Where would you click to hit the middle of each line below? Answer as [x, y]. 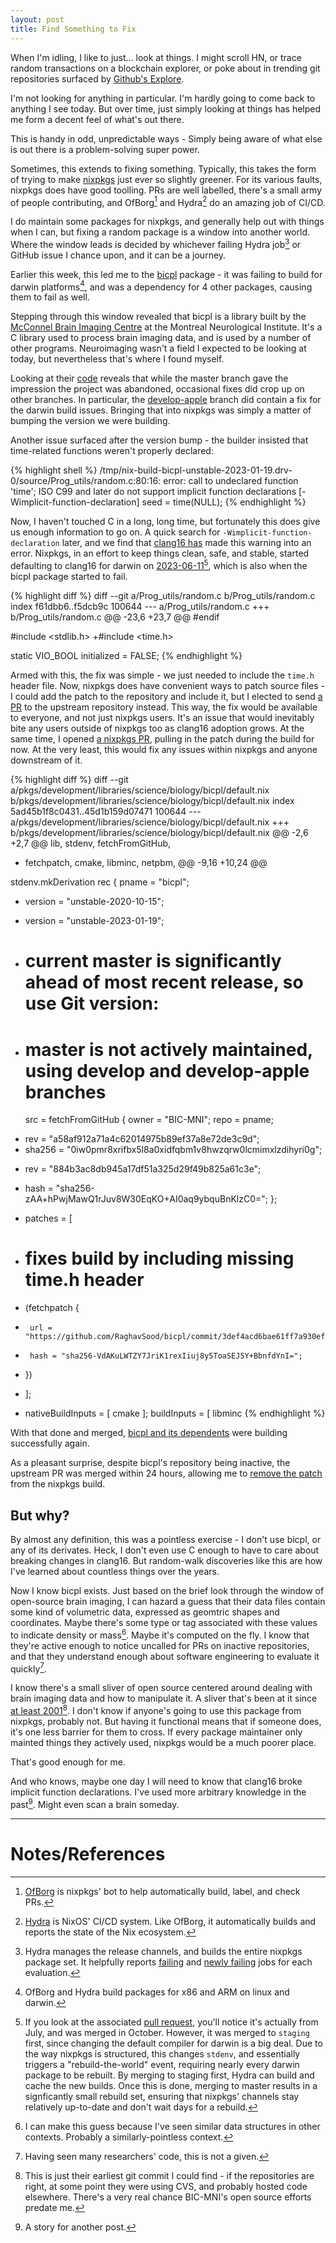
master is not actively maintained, [168, 1049]
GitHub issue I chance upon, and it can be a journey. [118, 255]
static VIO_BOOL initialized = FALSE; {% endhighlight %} [126, 656]
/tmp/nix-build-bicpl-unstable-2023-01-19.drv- [196, 470]
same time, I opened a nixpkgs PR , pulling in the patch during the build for [162, 739]
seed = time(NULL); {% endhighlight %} [224, 502]
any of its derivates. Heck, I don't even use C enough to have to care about [165, 1550]
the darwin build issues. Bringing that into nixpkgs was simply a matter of [161, 410]
